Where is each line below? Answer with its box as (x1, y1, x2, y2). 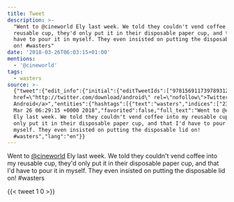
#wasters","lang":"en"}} (13, 133, 86, 140)
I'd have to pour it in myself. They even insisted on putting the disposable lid (7, 167, 226, 175)
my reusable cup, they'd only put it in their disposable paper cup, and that (7, 159, 219, 167)
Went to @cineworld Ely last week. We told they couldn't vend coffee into (7, 152, 218, 160)
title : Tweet (7, 10, 45, 17)
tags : (7, 68, 23, 75)
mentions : (7, 56, 36, 62)
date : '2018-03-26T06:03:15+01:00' (7, 49, 111, 56)
